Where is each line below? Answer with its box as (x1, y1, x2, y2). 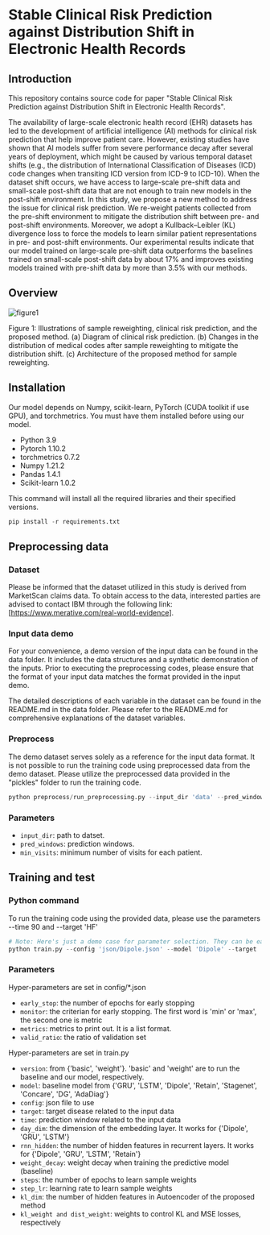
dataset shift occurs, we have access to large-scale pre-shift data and (8, 177, 241, 187)
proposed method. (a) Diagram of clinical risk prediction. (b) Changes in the (8, 332, 259, 342)
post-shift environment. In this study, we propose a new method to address (8, 195, 257, 204)
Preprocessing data (8, 540, 109, 553)
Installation (8, 381, 66, 395)
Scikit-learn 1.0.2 (19, 478, 76, 487)
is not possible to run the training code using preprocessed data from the (8, 760, 251, 770)
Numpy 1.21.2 (19, 461, 65, 470)
